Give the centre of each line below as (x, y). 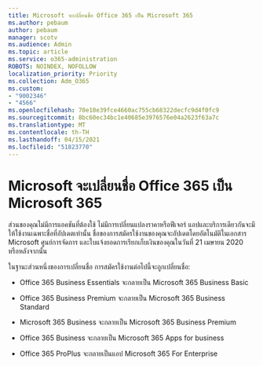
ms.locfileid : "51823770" (50, 147)
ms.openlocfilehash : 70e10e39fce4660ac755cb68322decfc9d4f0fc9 (114, 111)
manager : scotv (33, 37)
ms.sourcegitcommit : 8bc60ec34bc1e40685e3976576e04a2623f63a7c (114, 118)
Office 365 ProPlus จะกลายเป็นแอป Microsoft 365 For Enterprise (119, 353)
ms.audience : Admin (40, 45)
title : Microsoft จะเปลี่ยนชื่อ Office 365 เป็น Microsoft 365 (101, 15)
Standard (34, 307)
